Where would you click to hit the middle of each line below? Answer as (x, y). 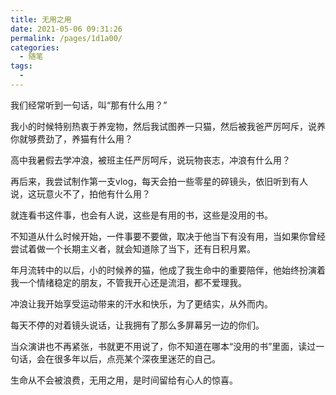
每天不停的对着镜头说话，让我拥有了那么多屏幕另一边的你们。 (137, 325)
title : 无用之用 (41, 19)
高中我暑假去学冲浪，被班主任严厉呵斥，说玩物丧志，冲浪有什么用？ (150, 160)
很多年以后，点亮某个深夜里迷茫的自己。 (137, 358)
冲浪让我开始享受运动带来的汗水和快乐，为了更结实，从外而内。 (141, 303)
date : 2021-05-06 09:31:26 (66, 29)
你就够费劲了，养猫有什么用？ (71, 138)
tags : (21, 66)
